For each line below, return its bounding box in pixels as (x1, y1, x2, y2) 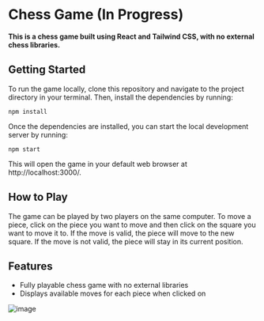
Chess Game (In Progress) (8, 6, 184, 24)
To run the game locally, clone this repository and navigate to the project (8, 84, 245, 93)
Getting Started (8, 63, 86, 77)
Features (8, 259, 53, 273)
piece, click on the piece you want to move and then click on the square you (8, 220, 256, 229)
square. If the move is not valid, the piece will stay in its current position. (8, 236, 243, 246)
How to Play (8, 191, 69, 204)
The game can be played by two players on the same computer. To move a (8, 211, 251, 221)
